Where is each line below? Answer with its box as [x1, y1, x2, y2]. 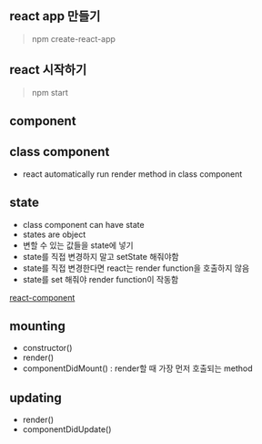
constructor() [22, 343, 73, 354]
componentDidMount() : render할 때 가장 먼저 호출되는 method [22, 363, 253, 374]
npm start [31, 87, 68, 98]
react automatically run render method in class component [22, 168, 243, 180]
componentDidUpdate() [22, 424, 112, 435]
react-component [9, 292, 76, 303]
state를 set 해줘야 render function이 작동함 [22, 274, 179, 284]
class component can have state [22, 219, 145, 230]
